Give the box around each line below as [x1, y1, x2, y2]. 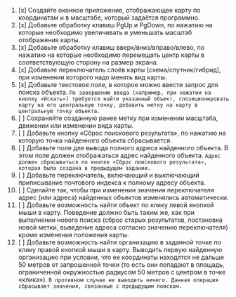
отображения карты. [18, 36, 81, 44]
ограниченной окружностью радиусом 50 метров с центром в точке [18, 268, 226, 276]
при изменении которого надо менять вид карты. [18, 73, 167, 81]
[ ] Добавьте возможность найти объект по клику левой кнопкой [18, 201, 214, 209]
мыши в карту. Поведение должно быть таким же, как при [18, 209, 195, 216]
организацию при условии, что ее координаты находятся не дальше [18, 253, 224, 261]
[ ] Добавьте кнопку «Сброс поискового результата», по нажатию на [18, 129, 227, 137]
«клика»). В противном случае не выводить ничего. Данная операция [18, 275, 219, 284]
